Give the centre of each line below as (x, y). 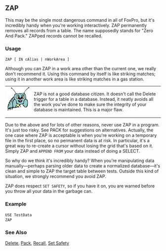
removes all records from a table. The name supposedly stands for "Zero (79, 30)
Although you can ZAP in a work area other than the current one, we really (81, 69)
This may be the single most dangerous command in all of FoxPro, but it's (80, 20)
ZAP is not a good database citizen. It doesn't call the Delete (95, 94)
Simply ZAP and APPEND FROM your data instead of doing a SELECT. (73, 151)
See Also (16, 232)
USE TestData (19, 215)
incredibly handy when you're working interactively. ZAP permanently (76, 25)
